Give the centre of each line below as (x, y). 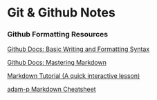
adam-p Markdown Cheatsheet (52, 89)
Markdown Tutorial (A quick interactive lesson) (74, 76)
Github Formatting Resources (58, 34)
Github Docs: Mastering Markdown (57, 63)
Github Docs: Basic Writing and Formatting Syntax (78, 49)
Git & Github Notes (61, 13)
